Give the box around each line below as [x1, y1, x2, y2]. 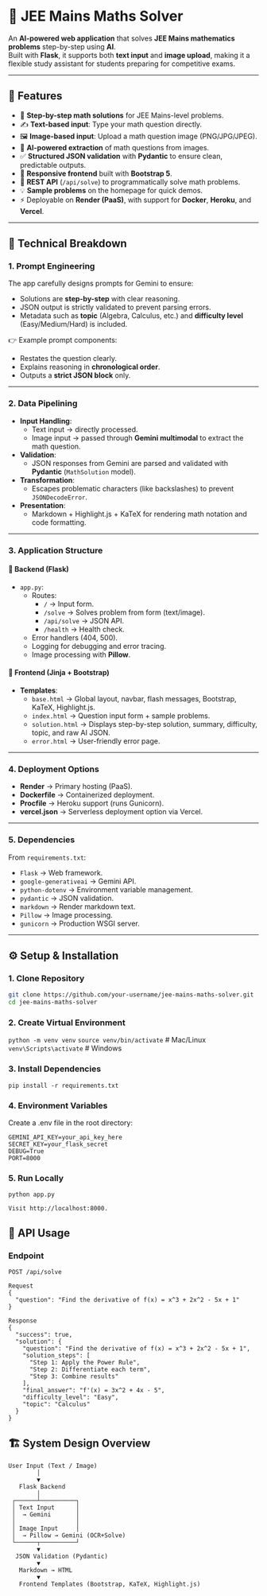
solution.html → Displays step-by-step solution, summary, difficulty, [31, 720, 258, 729]
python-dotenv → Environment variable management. [19, 884, 193, 894]
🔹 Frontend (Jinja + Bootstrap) [8, 668, 110, 678]
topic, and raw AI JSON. [31, 728, 111, 738]
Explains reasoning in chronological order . [19, 362, 161, 372]
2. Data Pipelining [8, 398, 78, 409]
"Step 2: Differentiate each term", [29, 1365, 151, 1373]
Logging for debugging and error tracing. [31, 641, 167, 650]
